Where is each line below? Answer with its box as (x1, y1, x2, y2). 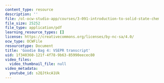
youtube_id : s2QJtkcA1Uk (9, 71, 60, 76)
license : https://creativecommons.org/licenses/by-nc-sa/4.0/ (5, 35, 134, 40)
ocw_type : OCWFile (5, 39, 42, 44)
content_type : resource (5, 7, 54, 12)
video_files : (5, 57, 32, 62)
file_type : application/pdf (5, 25, 62, 30)
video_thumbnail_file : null (9, 62, 67, 66)
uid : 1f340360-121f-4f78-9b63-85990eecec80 (5, 52, 95, 58)
